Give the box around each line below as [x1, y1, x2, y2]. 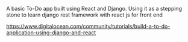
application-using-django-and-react [6, 29, 96, 36]
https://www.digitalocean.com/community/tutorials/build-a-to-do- [6, 23, 171, 30]
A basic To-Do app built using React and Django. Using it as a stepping [6, 5, 183, 12]
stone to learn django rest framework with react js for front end [6, 11, 163, 18]
